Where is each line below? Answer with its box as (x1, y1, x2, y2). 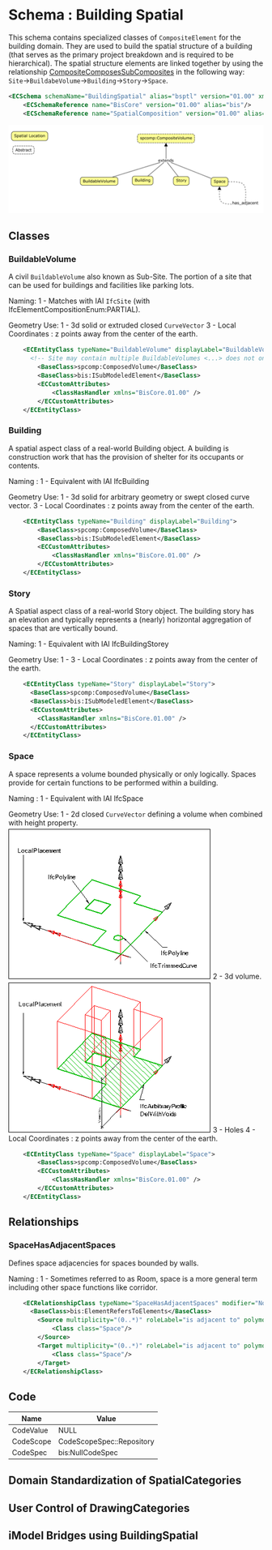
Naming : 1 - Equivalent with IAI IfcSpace (8, 793, 144, 803)
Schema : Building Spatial (8, 6, 184, 24)
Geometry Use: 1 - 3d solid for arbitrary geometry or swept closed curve (8, 492, 250, 502)
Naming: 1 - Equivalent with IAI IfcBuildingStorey (8, 639, 169, 649)
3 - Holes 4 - (212, 1124, 256, 1134)
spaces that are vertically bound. (8, 623, 118, 633)
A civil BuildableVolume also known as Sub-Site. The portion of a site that (8, 272, 253, 281)
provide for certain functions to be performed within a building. (8, 777, 219, 787)
